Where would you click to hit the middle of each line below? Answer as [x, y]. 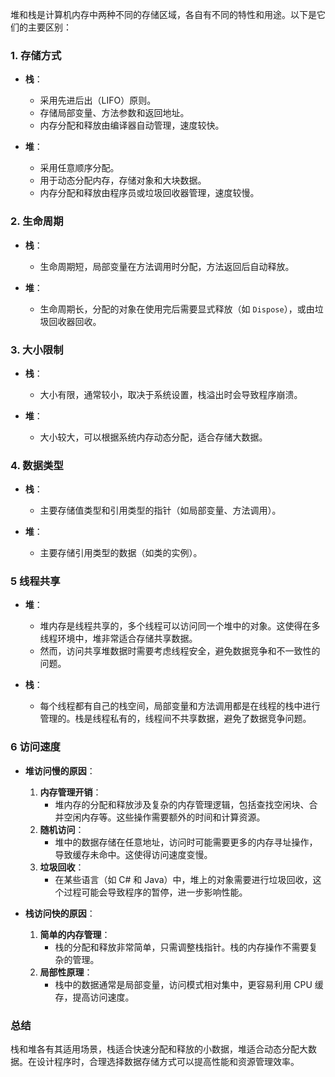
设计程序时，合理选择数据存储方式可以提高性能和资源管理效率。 [168, 1062]
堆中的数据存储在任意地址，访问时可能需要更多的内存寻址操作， [186, 842]
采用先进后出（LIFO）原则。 [98, 100]
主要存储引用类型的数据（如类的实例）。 [121, 553]
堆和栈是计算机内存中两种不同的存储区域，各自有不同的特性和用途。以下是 [163, 14]
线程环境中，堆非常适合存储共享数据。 [118, 639]
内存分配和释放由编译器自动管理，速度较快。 [132, 125]
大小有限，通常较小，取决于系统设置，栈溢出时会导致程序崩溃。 [171, 394]
